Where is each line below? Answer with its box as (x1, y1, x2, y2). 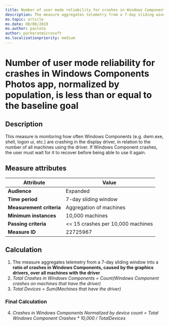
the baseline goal (5, 100, 79, 111)
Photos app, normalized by (5, 79, 120, 90)
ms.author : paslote (5, 26, 46, 31)
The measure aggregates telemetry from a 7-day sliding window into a (12, 259, 158, 265)
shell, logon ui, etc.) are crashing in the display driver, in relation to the (5, 139, 151, 145)
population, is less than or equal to (5, 89, 152, 101)
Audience (8, 187, 32, 194)
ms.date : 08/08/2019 (5, 21, 49, 27)
